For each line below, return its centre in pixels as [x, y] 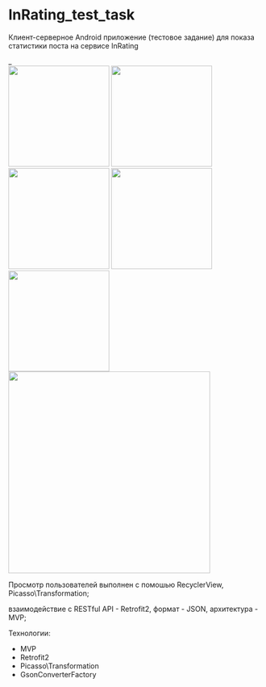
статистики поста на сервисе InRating [73, 45]
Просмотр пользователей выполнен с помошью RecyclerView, [116, 584]
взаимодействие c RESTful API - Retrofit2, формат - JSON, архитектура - [133, 609]
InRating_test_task [72, 15]
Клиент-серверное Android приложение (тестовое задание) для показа [132, 37]
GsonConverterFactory [58, 674]
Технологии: [29, 633]
